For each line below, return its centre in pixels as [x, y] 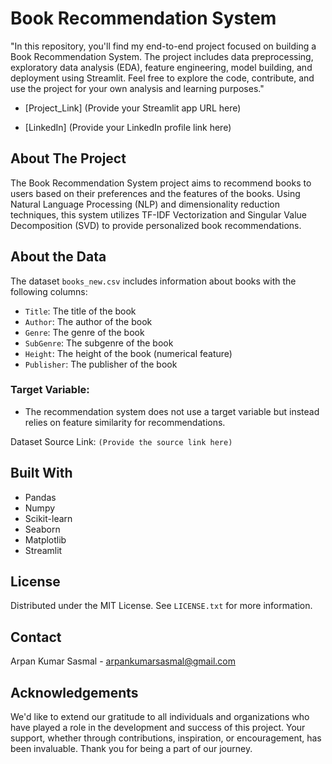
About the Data [58, 257]
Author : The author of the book [88, 321]
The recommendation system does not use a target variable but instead [172, 411]
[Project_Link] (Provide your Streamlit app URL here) [133, 108]
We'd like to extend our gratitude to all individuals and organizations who [160, 717]
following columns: [49, 291]
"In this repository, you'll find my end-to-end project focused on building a [163, 46]
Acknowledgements [74, 692]
